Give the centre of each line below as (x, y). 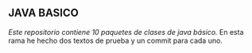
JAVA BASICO (44, 13)
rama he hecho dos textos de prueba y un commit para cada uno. (115, 40)
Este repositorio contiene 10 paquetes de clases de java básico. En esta (126, 32)
